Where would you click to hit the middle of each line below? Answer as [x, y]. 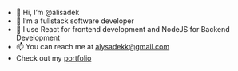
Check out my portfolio [54, 58]
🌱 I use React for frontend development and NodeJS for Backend [123, 29]
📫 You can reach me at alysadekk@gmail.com [93, 47]
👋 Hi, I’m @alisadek [48, 12]
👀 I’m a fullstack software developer [75, 21]
